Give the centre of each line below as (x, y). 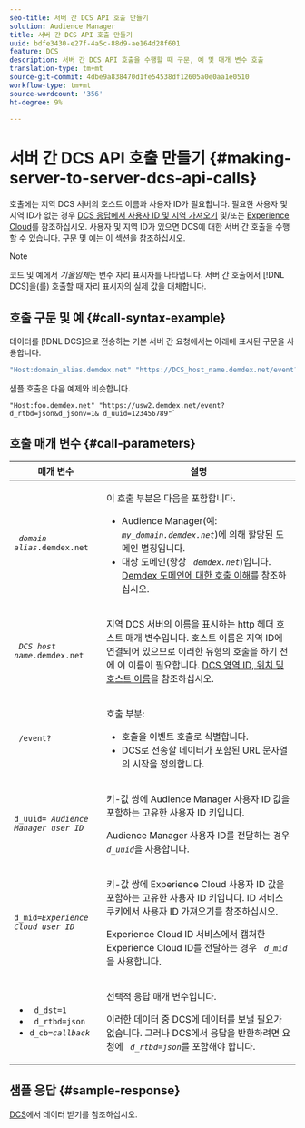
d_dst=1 (50, 1010)
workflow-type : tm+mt (50, 85)
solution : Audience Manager (63, 26)
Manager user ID (49, 828)
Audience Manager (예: (169, 520)
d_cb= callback (60, 1033)
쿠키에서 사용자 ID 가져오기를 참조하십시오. (192, 911)
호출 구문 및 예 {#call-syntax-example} (118, 317)
